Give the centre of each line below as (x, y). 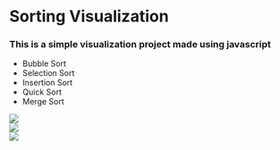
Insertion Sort (47, 83)
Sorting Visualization (89, 17)
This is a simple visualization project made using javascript (140, 45)
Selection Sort (48, 73)
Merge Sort (43, 102)
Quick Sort (42, 92)
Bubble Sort (44, 63)
